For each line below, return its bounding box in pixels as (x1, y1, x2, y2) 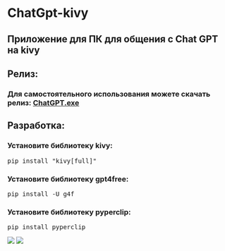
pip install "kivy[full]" (7, 157, 97, 165)
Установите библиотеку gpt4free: (7, 174, 129, 184)
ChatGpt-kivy (7, 5, 89, 21)
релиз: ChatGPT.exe (7, 97, 80, 107)
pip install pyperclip (7, 224, 86, 231)
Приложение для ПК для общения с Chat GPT (7, 33, 219, 45)
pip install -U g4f (7, 190, 75, 198)
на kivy (7, 44, 40, 56)
